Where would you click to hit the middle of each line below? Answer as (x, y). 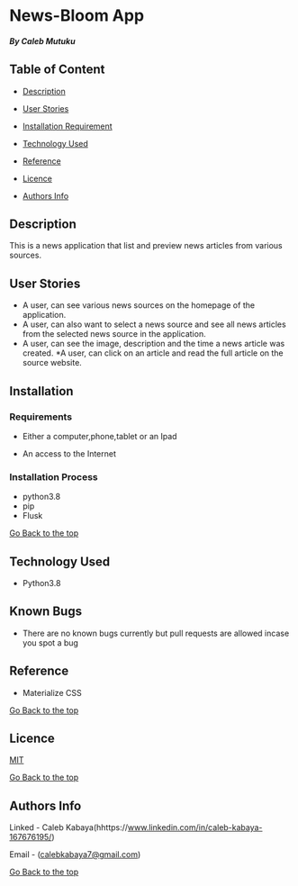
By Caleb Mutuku (42, 41)
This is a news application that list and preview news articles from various (146, 246)
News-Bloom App (77, 16)
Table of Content (57, 70)
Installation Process (54, 476)
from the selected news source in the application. (114, 334)
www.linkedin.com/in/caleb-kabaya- (195, 827)
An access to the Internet (69, 453)
